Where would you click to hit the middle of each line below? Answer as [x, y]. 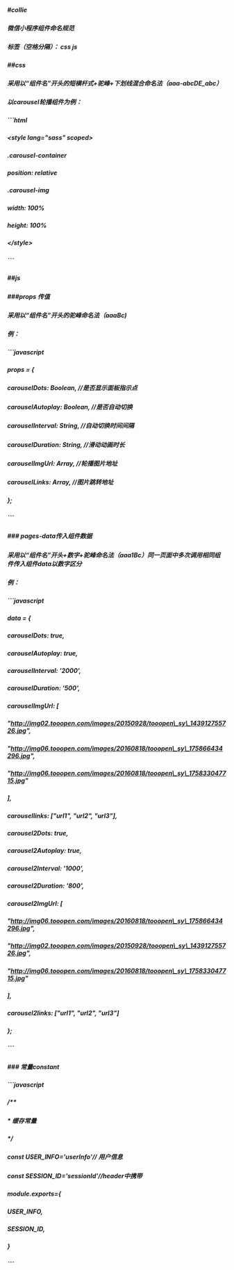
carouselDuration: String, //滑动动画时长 [66, 444]
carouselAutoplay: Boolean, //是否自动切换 [70, 407]
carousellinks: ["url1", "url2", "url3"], [62, 815]
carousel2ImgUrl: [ [35, 903]
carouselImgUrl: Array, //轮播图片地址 [62, 463]
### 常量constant [33, 1066]
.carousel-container [37, 155]
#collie [17, 10]
